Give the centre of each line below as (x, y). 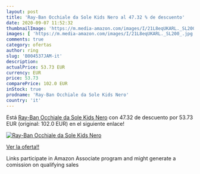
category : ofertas (29, 45)
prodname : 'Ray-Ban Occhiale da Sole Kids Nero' (68, 95)
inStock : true (24, 89)
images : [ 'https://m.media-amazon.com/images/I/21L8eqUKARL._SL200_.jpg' (101, 34)
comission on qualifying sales (43, 164)
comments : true (25, 39)
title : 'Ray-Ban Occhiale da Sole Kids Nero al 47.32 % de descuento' (96, 17)
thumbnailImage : (26, 28)
